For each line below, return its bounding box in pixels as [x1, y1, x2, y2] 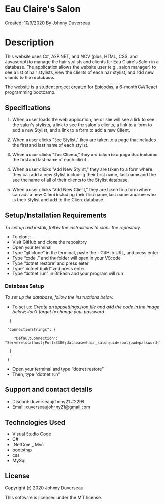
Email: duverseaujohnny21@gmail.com [12, 404, 91, 410]
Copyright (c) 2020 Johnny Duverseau [5, 485, 83, 491]
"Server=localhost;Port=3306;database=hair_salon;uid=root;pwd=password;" [5, 340, 162, 345]
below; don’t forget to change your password [12, 309, 105, 314]
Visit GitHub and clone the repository [12, 239, 87, 245]
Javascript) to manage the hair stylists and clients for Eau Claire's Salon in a [5, 58, 159, 65]
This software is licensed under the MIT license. [5, 495, 102, 501]
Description [5, 37, 54, 48]
